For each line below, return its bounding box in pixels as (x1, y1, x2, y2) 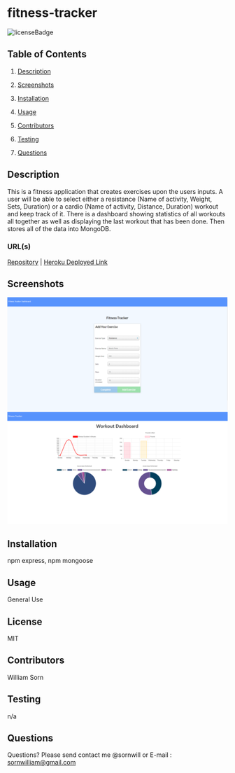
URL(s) (7, 242, 31, 251)
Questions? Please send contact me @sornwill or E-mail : (7, 751, 172, 759)
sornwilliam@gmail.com (7, 758, 76, 767)
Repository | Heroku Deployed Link (7, 258, 108, 266)
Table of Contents (7, 48, 87, 60)
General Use (7, 595, 43, 604)
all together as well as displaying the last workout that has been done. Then (7, 217, 225, 225)
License (7, 615, 43, 627)
